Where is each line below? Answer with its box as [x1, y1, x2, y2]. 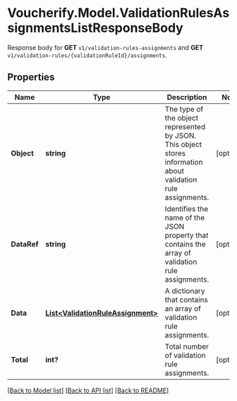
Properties [7, 71, 55, 83]
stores [164, 148, 186, 158]
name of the [164, 213, 205, 222]
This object [164, 139, 202, 149]
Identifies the [164, 203, 209, 213]
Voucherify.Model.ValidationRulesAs [7, 5, 230, 21]
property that [164, 230, 209, 240]
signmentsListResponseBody [7, 20, 183, 36]
